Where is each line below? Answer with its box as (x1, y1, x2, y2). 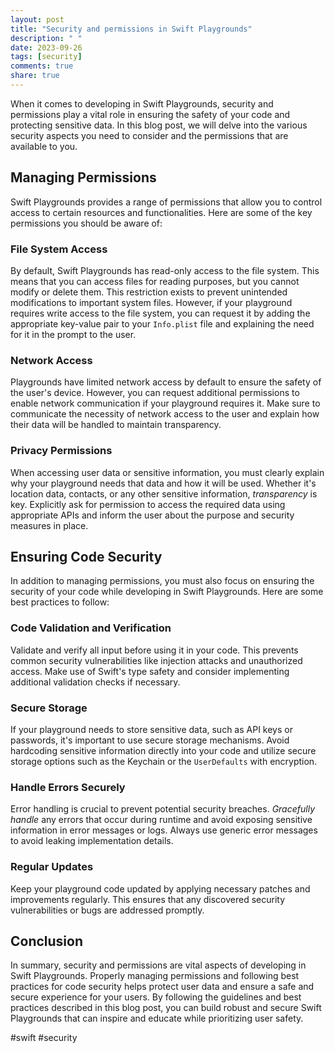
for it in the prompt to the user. (10, 328, 137, 340)
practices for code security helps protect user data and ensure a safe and (10, 981, 315, 993)
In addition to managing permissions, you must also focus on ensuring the (10, 575, 315, 587)
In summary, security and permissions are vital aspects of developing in (10, 959, 307, 971)
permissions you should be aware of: (10, 217, 163, 229)
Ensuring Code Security (10, 548, 163, 565)
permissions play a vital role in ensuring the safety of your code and (10, 108, 291, 120)
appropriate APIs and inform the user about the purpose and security (10, 509, 295, 521)
